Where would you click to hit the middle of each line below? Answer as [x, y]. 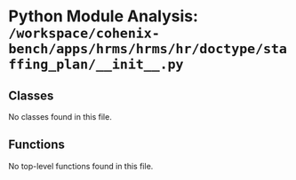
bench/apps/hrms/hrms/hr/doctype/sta [148, 49]
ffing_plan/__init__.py [96, 64]
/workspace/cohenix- [84, 33]
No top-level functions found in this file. [81, 166]
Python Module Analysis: [104, 16]
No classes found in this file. [60, 117]
